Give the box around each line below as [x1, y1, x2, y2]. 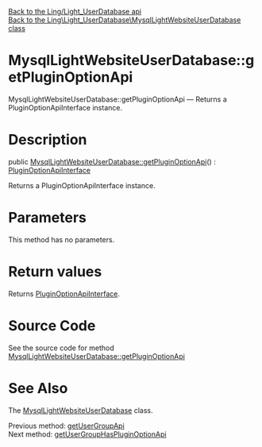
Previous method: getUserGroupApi [8, 421, 125, 430]
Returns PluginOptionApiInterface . [8, 289, 121, 299]
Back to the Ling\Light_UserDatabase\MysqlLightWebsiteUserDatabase [8, 15, 241, 25]
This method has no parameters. [8, 234, 115, 245]
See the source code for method [8, 343, 115, 353]
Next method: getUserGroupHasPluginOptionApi [8, 429, 167, 439]
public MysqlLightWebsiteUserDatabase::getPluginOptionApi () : [8, 156, 216, 166]
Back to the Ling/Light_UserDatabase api [8, 7, 141, 16]
